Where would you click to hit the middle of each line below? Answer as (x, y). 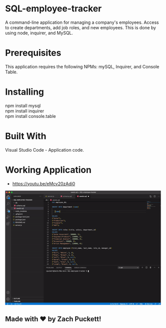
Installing (25, 92)
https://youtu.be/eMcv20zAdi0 (44, 183)
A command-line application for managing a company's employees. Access (82, 22)
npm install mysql (23, 106)
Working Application (48, 170)
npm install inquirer (25, 111)
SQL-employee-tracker (54, 9)
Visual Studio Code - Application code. (45, 150)
